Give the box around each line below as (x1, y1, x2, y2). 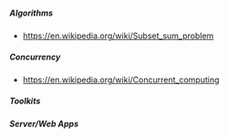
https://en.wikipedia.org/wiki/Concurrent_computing (22, 74, 220, 85)
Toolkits (9, 95, 41, 106)
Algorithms (9, 7, 53, 18)
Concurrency (9, 51, 61, 62)
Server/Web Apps (9, 118, 79, 129)
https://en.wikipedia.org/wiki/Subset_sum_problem (22, 30, 214, 41)
